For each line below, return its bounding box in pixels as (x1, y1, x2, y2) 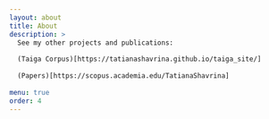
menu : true (9, 88, 50, 97)
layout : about (9, 13, 63, 22)
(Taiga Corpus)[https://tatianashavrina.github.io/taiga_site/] (17, 55, 262, 64)
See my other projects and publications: (17, 38, 174, 47)
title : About (9, 21, 58, 30)
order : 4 (9, 96, 42, 106)
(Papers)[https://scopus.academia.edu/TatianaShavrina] (17, 72, 230, 81)
